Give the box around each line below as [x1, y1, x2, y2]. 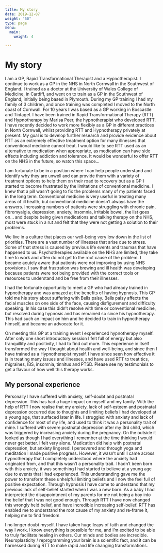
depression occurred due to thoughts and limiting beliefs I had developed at [5, 409, 157, 415]
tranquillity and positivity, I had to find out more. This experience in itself [5, 340, 149, 346]
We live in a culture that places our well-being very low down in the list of [5, 234, 152, 240]
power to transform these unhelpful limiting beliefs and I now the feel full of [5, 476, 155, 482]
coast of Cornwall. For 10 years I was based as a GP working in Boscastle [5, 107, 152, 112]
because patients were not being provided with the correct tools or [5, 270, 139, 276]
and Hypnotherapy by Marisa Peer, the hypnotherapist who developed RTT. [5, 117, 156, 123]
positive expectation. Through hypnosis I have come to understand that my [5, 481, 155, 487]
